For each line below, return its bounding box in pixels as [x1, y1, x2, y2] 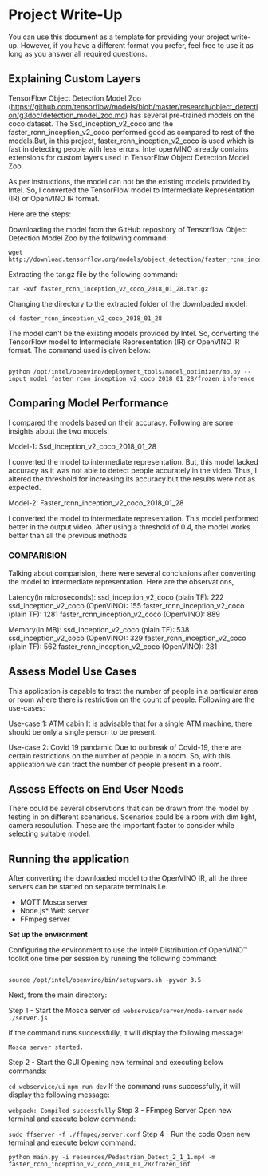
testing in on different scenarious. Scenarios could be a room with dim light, [8, 812, 257, 822]
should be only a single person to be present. [8, 727, 157, 736]
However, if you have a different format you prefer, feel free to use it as [20, 40, 254, 49]
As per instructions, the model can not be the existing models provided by [8, 176, 251, 186]
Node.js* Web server [19, 906, 89, 916]
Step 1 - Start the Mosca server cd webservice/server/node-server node [8, 1006, 243, 1016]
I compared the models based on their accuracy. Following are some [8, 418, 234, 427]
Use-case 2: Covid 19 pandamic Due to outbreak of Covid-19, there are [8, 742, 242, 752]
